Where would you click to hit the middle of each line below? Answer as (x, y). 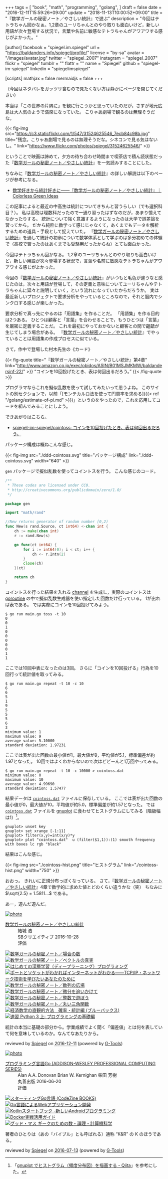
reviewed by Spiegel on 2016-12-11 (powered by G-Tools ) (64, 1044)
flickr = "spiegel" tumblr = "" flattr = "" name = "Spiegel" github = (72, 63)
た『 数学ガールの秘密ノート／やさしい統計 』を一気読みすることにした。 (79, 163)
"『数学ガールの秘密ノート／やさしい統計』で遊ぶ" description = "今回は (80, 19)
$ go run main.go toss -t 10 (35, 614)
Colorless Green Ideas (35, 196)
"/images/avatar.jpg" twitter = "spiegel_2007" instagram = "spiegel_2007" (81, 58)
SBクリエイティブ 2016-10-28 (48, 937)
